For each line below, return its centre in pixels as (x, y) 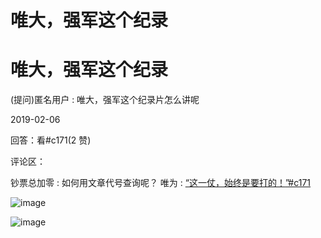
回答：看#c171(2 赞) (51, 140)
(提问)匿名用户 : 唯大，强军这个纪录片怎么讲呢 (105, 100)
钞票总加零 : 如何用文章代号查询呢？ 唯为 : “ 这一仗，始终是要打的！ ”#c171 (161, 183)
